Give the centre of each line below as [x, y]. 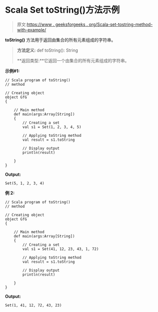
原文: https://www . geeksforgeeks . [52, 24]
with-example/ [31, 30]
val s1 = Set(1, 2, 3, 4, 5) [52, 127]
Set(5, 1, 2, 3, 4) [25, 183]
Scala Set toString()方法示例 [62, 10]
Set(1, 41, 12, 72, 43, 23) [34, 305]
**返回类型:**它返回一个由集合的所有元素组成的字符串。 [73, 60]
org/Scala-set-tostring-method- [121, 24]
